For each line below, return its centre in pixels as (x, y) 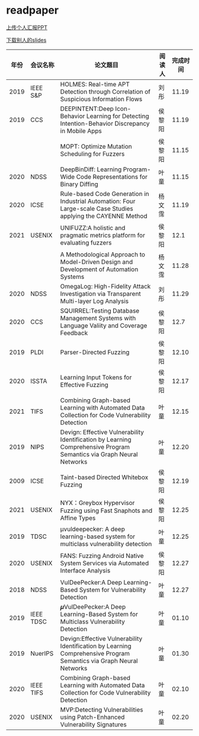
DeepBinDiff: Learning (91, 169)
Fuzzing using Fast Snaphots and (106, 510)
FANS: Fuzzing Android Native (102, 555)
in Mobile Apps (81, 131)
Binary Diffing (79, 184)
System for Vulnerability (113, 590)
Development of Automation (99, 269)
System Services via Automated (105, 563)
